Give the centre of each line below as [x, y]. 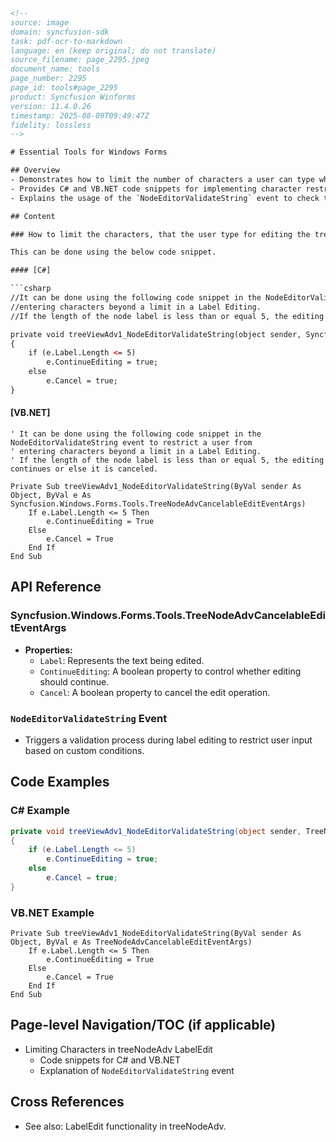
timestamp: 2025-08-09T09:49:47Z [80, 115]
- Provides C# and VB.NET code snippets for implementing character [156, 189]
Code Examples [60, 782]
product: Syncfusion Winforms [73, 97]
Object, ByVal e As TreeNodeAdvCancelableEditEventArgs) [131, 942]
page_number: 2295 [48, 79]
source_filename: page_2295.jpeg [80, 60]
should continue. [74, 681]
